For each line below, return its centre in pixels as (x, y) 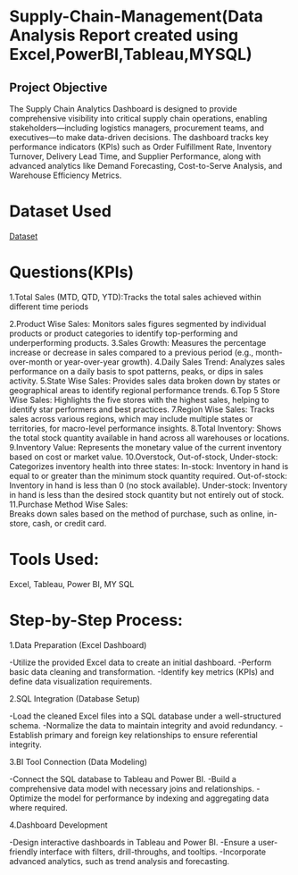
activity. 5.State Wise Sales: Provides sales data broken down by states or (145, 381)
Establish (26, 735)
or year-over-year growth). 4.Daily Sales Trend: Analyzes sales (170, 362)
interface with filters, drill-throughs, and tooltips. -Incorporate (153, 852)
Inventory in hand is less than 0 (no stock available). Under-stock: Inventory (149, 485)
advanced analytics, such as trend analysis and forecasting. (120, 861)
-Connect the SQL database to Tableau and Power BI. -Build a (123, 778)
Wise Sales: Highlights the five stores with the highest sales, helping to (139, 400)
